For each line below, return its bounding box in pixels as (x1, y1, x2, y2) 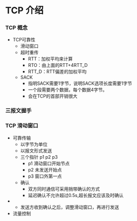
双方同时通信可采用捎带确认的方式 (28, 186, 100, 192)
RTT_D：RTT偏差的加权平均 (28, 68, 87, 75)
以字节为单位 (20, 141, 48, 147)
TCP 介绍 (5, 5, 44, 16)
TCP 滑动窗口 (5, 122, 38, 129)
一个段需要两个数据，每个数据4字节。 (28, 87, 107, 93)
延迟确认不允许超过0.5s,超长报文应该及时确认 (28, 192, 124, 198)
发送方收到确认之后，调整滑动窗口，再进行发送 (20, 204, 119, 210)
